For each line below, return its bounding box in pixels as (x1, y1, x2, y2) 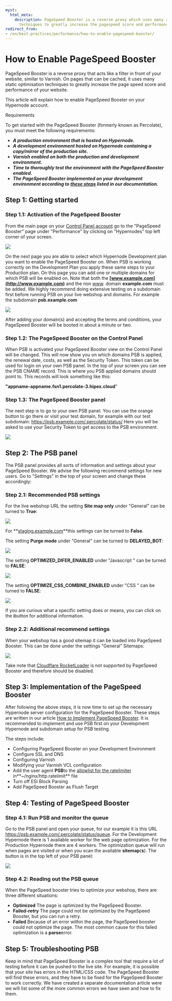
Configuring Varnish (12, 757, 55, 763)
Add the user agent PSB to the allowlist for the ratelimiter (12, 767, 132, 774)
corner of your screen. (5, 234, 53, 240)
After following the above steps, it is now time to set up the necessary (5, 704, 153, 710)
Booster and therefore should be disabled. (5, 667, 95, 674)
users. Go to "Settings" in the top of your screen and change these (5, 473, 146, 479)
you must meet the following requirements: (5, 127, 96, 133)
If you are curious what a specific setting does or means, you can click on (5, 607, 161, 614)
